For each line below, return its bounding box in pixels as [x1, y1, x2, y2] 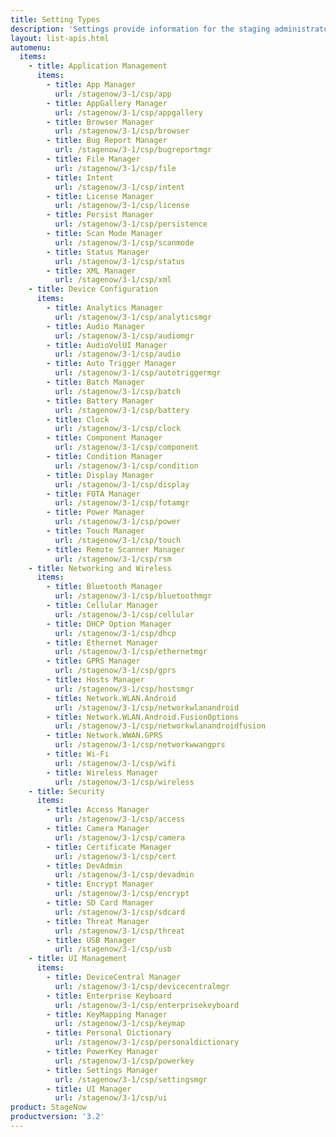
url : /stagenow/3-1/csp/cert [54, 851, 177, 861]
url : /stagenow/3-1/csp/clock [54, 424, 182, 434]
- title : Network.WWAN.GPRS [46, 731, 163, 741]
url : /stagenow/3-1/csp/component [54, 442, 199, 453]
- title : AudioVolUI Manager [46, 340, 168, 350]
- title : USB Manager [46, 935, 137, 945]
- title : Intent [46, 172, 114, 183]
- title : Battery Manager [46, 396, 155, 406]
